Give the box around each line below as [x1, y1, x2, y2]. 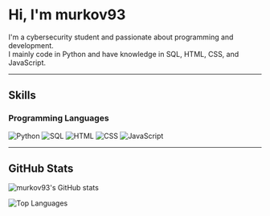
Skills [8, 88, 36, 102]
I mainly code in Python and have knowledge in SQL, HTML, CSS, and [8, 49, 239, 59]
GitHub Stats [8, 162, 74, 176]
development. [8, 40, 54, 50]
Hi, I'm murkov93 [8, 6, 126, 24]
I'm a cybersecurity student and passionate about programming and [8, 32, 234, 42]
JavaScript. [8, 58, 47, 67]
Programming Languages [8, 112, 110, 124]
